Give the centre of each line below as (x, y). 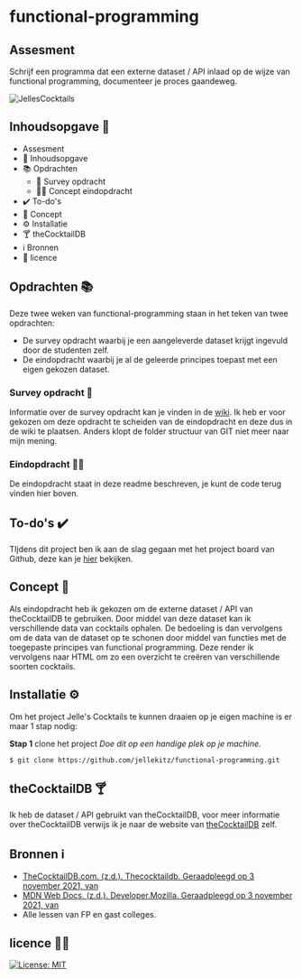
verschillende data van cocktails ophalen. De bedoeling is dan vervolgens (146, 628)
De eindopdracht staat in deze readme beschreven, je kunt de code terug (146, 484)
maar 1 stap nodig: (44, 726)
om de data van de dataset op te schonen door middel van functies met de (148, 637)
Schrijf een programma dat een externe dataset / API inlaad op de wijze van (150, 71)
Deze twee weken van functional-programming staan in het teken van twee (149, 313)
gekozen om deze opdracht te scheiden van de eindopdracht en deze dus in (151, 421)
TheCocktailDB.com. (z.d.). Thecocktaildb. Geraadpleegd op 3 (138, 876)
